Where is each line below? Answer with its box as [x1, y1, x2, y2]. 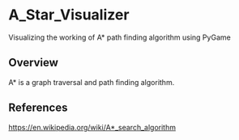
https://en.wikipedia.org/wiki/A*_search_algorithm [8, 122, 177, 132]
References [8, 101, 68, 115]
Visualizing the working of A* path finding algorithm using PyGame [8, 32, 231, 42]
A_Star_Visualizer [8, 6, 130, 24]
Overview [8, 56, 59, 70]
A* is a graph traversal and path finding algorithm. [8, 77, 175, 87]
